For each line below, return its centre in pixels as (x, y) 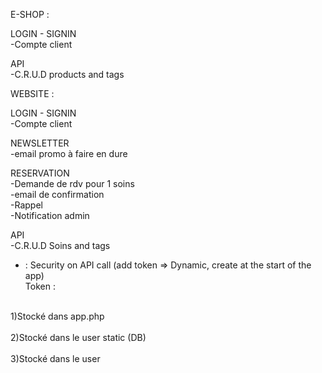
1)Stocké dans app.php (57, 316)
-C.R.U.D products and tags (67, 74)
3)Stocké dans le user (55, 358)
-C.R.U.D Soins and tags (60, 245)
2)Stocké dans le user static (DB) (78, 337)
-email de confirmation (57, 194)
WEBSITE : (32, 93)
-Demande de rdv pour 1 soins (72, 183)
